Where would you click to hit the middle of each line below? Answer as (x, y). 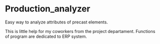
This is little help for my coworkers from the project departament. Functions (80, 31)
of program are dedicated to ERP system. (46, 36)
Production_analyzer (48, 9)
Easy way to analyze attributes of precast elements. (57, 22)
